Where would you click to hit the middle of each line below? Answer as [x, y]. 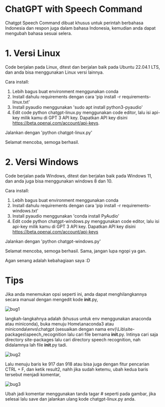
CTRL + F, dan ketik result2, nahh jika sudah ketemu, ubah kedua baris [77, 369]
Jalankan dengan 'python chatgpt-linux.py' [49, 133]
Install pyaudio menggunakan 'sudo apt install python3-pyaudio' [77, 107]
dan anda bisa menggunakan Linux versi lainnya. [55, 72]
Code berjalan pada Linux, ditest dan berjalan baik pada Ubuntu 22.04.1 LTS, [82, 67]
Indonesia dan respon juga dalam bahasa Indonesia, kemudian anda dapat [81, 28]
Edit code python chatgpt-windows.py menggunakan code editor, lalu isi [86, 221]
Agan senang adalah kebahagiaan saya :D [48, 260]
